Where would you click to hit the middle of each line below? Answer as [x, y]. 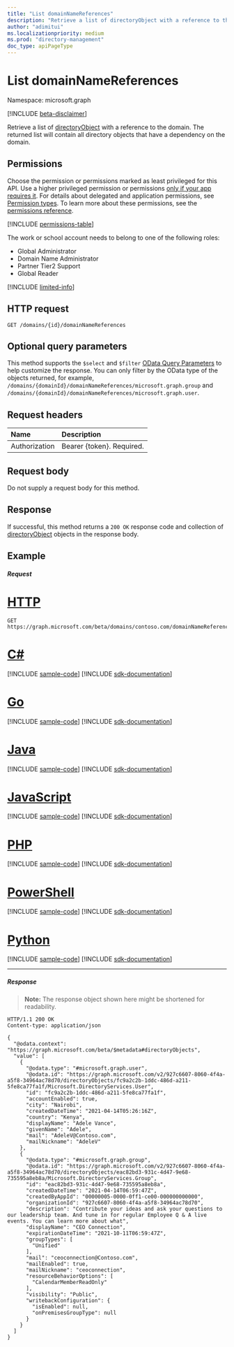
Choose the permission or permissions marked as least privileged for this [112, 181]
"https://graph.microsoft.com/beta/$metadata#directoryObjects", [104, 1050]
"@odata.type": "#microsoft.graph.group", [88, 1160]
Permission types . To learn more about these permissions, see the [102, 203]
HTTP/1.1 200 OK [31, 1020]
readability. [40, 1007]
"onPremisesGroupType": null [75, 1313]
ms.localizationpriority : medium [56, 33]
